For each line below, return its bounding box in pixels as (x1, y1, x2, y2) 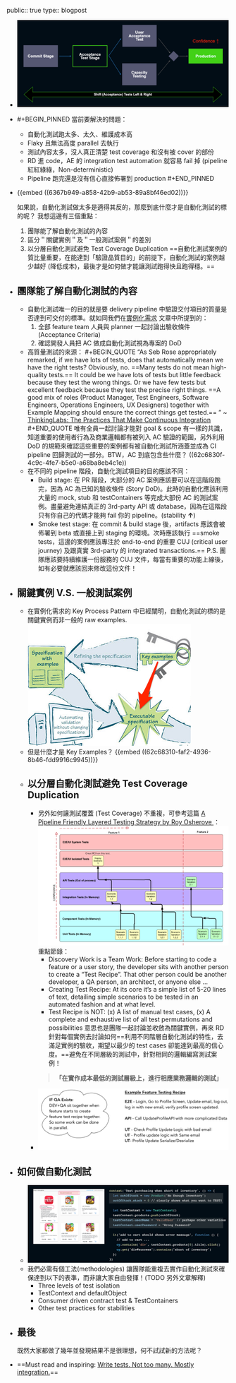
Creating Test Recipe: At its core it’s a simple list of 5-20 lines (48, 985, 227, 993)
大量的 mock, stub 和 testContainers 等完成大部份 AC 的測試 (37, 494, 213, 502)
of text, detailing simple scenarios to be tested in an (48, 992, 199, 1001)
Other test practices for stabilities (37, 1304, 135, 1312)
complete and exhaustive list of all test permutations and (48, 1015, 213, 1023)
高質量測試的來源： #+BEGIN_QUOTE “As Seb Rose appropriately (27, 348, 217, 356)
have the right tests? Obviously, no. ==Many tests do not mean (27, 363, 210, 372)
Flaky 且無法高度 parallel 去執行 (27, 139, 119, 148)
